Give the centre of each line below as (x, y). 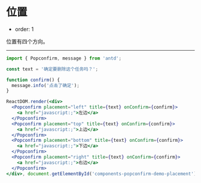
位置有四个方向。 (27, 41)
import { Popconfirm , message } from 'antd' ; (64, 58)
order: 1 (24, 29)
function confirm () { (33, 80)
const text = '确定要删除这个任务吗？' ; (52, 69)
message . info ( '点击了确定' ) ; (45, 85)
